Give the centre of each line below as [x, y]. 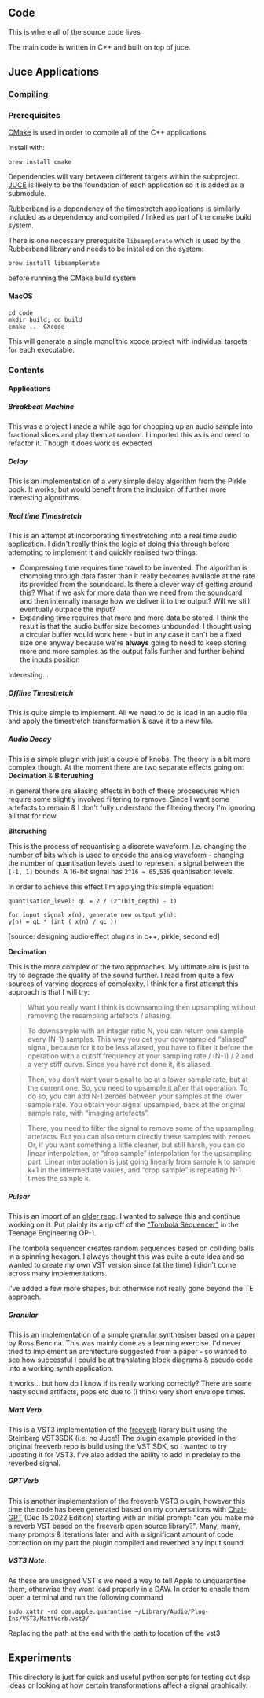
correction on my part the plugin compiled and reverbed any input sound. [127, 1542]
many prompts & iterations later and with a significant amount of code [121, 1534]
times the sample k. [59, 1178]
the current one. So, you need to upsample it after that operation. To [137, 1087]
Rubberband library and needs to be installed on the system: [106, 249]
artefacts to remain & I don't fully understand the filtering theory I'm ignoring [132, 807]
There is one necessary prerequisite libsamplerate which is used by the [125, 241]
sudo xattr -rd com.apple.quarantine [70, 1611]
